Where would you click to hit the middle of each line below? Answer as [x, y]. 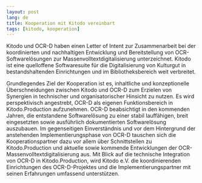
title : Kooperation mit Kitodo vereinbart [61, 23]
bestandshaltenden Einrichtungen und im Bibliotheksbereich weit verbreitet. [101, 72]
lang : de [17, 18]
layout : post [23, 12]
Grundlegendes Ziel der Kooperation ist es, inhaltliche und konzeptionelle [98, 84]
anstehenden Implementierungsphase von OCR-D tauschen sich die [91, 135]
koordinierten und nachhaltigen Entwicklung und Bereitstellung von [90, 53]
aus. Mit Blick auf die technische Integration [135, 155]
